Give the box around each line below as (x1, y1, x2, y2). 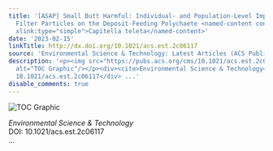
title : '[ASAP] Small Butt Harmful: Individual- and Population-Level (8, 11, 253, 20)
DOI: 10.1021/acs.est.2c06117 (8, 127, 105, 136)
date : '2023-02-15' (8, 34, 75, 43)
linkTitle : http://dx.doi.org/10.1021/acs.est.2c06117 (8, 42, 198, 50)
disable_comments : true (8, 80, 89, 88)
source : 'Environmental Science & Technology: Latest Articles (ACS (8, 50, 245, 58)
